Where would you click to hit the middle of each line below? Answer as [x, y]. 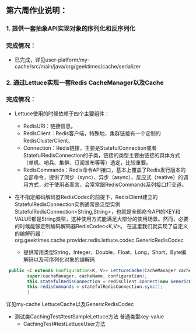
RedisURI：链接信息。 [50, 126]
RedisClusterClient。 [48, 140]
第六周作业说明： [37, 11]
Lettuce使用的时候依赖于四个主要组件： [62, 114]
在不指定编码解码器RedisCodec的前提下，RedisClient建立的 [86, 197]
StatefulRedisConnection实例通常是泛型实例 [67, 204]
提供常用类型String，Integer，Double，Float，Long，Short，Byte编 [105, 252]
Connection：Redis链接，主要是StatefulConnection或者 [90, 147]
